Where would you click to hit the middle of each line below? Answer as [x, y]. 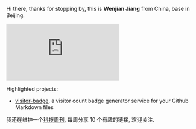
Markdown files [34, 107]
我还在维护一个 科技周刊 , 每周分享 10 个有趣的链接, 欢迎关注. [81, 120]
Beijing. [16, 15]
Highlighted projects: [32, 89]
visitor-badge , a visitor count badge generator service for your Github [102, 101]
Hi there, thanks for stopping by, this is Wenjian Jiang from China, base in [98, 9]
